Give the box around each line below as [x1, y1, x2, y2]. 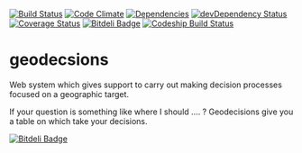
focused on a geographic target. [9, 88, 129, 99]
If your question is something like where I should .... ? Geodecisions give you [9, 106, 294, 117]
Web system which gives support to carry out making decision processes [9, 79, 282, 90]
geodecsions [9, 49, 109, 70]
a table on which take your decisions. [9, 115, 148, 126]
